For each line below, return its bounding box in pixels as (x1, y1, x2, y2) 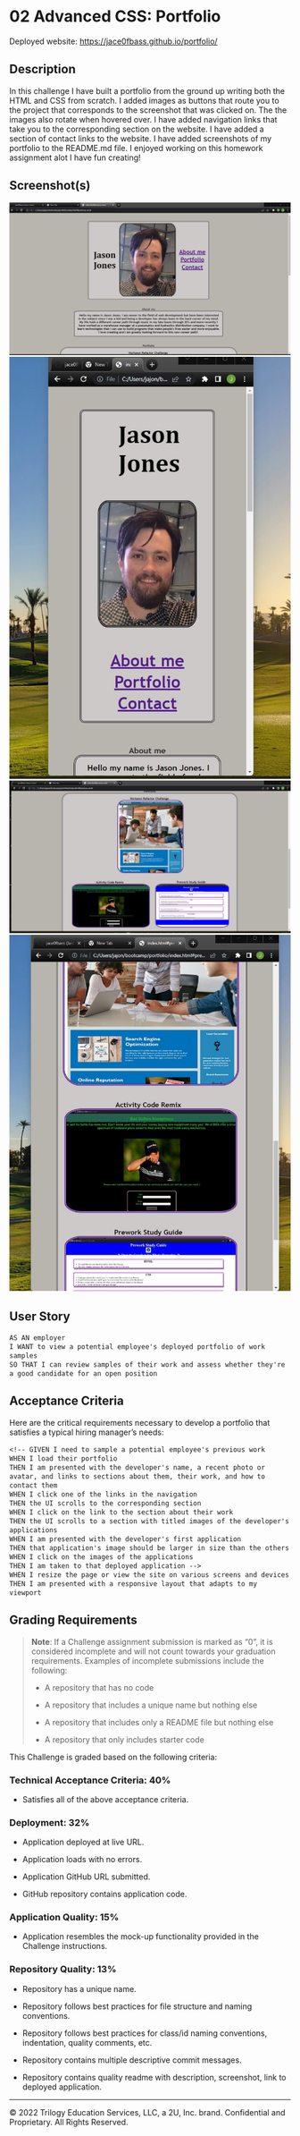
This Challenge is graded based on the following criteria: (9, 1751, 217, 1762)
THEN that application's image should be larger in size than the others (9, 1543, 290, 1553)
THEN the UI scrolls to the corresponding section (9, 1498, 202, 1508)
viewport (9, 1588, 42, 1598)
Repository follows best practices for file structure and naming (21, 2001, 253, 2012)
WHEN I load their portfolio (9, 1454, 118, 1463)
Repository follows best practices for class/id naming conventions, (21, 2028, 268, 2039)
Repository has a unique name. (21, 1983, 137, 1994)
